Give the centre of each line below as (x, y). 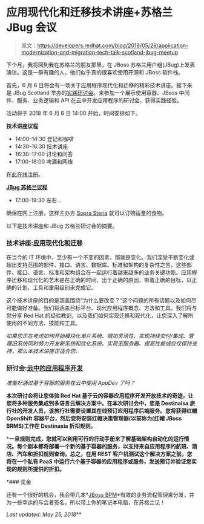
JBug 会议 (31, 28)
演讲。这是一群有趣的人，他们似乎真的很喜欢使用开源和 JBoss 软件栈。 (95, 72)
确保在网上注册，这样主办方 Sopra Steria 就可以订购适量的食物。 (87, 213)
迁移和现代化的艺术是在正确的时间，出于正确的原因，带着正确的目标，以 (101, 280)
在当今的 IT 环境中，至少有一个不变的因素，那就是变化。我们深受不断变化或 (100, 257)
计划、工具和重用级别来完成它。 (57, 287)
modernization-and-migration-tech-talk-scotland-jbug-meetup (100, 52)
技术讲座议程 (22, 126)
